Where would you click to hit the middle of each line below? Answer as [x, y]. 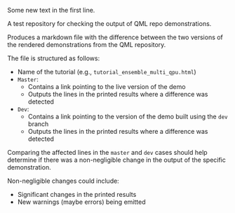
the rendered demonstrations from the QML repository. [87, 44]
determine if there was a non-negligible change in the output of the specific [117, 160]
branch [38, 124]
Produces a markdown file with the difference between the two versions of [115, 37]
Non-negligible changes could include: [63, 181]
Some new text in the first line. [51, 10]
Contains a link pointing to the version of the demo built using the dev [128, 116]
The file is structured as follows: [54, 58]
